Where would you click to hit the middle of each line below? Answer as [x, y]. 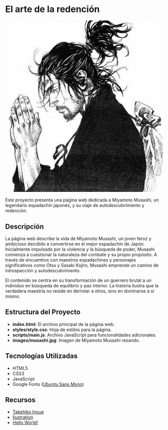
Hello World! [25, 422]
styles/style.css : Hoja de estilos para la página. [62, 330]
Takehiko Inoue [28, 412]
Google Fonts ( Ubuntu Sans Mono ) [48, 384]
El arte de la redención [52, 9]
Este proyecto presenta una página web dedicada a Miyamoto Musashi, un [82, 200]
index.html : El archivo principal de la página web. [63, 324]
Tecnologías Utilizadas [41, 356]
